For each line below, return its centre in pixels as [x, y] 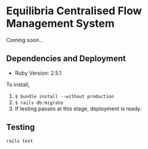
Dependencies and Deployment [66, 58]
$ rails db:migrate [39, 103]
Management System [61, 23]
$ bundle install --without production [64, 96]
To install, [18, 84]
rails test [20, 141]
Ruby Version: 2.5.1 [38, 73]
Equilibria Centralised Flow [74, 11]
